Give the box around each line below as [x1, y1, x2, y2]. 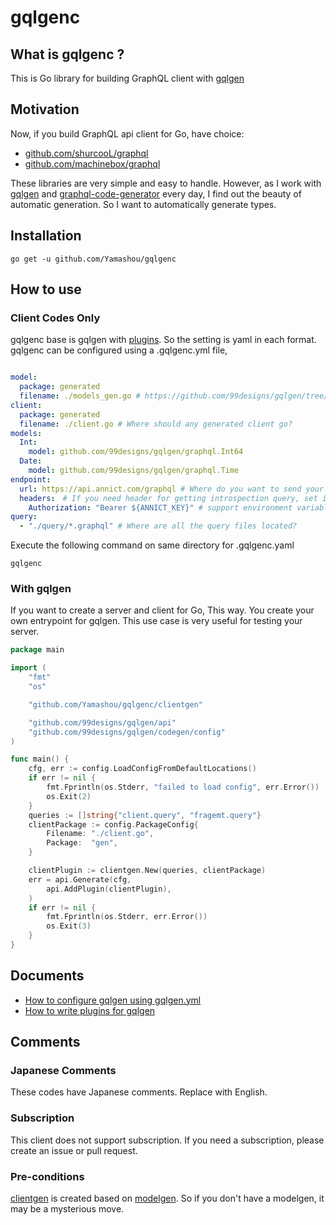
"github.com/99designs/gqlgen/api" [28, 717, 177, 728]
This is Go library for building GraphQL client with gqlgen [10, 72, 245, 84]
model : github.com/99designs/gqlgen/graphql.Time [28, 466, 240, 476]
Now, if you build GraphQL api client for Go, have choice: [10, 127, 245, 140]
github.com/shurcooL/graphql [24, 147, 149, 159]
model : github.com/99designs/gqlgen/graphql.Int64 [28, 447, 244, 457]
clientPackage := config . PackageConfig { [28, 819, 199, 830]
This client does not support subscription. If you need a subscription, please [10, 1134, 325, 1146]
